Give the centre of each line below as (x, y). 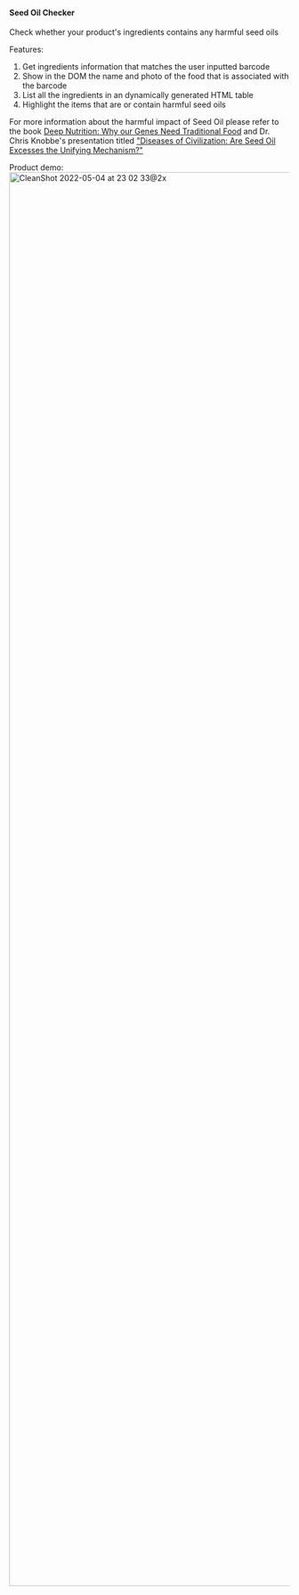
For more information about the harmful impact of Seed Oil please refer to (144, 122)
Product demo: (36, 168)
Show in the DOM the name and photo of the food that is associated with (155, 77)
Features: (27, 50)
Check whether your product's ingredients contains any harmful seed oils (144, 32)
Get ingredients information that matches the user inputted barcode (146, 67)
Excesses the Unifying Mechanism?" (77, 151)
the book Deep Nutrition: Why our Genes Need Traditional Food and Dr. (140, 131)
